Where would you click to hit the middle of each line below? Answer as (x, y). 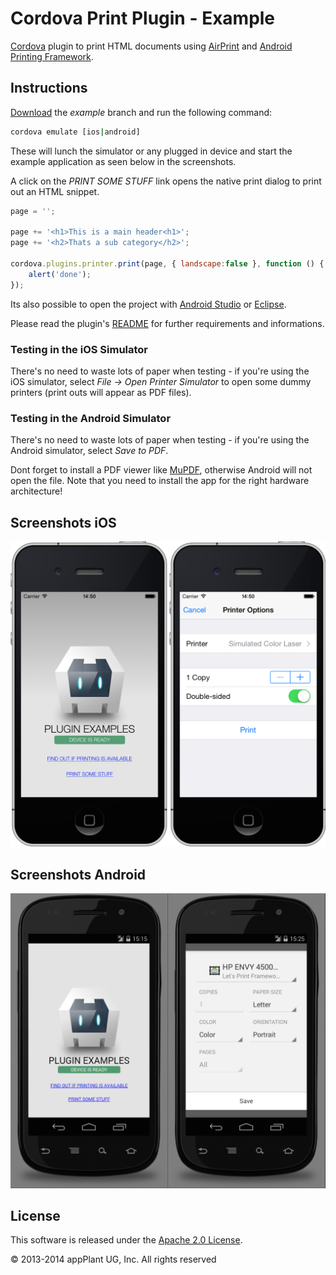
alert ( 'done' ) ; (60, 274)
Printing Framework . (52, 56)
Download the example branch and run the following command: (141, 112)
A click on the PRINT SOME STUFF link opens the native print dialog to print (166, 181)
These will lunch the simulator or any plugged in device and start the (151, 151)
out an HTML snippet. (55, 191)
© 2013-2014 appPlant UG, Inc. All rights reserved (113, 1259)
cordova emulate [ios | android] (75, 132)
